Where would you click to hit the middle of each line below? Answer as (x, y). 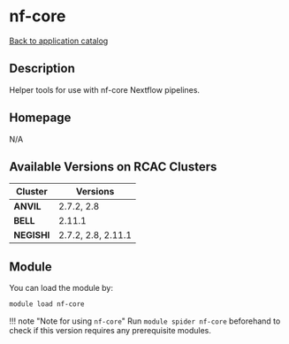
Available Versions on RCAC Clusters (113, 167)
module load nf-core (47, 304)
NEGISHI (32, 235)
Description (42, 69)
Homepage (40, 118)
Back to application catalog (59, 41)
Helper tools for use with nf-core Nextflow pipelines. (105, 89)
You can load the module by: (61, 288)
